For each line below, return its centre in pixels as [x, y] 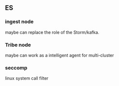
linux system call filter [27, 78]
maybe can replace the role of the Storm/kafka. [52, 32]
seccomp [16, 68]
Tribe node [18, 44]
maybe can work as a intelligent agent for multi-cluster [59, 55]
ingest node [19, 22]
